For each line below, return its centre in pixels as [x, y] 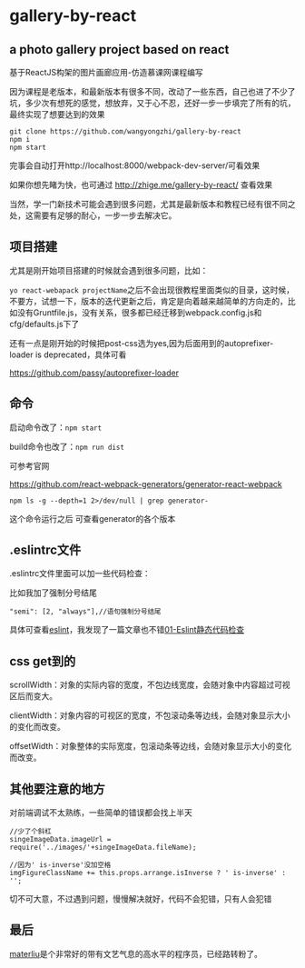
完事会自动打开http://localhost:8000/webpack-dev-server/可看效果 [135, 165]
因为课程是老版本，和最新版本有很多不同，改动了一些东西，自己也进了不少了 [152, 91]
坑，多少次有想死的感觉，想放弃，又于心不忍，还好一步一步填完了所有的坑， [152, 103]
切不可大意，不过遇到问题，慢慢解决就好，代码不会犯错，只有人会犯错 [141, 899]
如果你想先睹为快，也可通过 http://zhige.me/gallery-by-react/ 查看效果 [141, 185]
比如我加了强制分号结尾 [53, 593]
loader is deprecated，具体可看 [68, 354]
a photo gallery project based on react [119, 50]
